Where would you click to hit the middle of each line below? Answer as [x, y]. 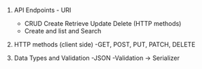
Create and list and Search [63, 31]
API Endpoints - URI [42, 10]
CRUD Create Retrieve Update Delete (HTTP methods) [103, 23]
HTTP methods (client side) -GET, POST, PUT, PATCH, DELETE [105, 44]
